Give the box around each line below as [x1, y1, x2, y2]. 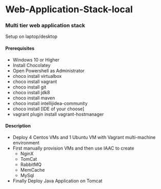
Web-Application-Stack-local [5, 4, 133, 15]
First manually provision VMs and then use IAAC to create [12, 145, 134, 151]
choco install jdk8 [12, 89, 50, 95]
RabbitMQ [20, 161, 42, 167]
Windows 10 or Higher [12, 56, 60, 62]
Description [5, 123, 31, 129]
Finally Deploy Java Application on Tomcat [12, 178, 103, 184]
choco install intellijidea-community [12, 100, 88, 106]
